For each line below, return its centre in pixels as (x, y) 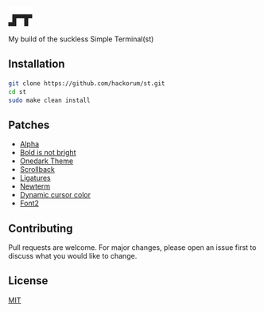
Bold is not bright (48, 153)
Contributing (41, 228)
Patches (29, 125)
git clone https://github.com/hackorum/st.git (87, 83)
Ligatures (35, 178)
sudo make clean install (49, 100)
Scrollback (37, 170)
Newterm (35, 186)
